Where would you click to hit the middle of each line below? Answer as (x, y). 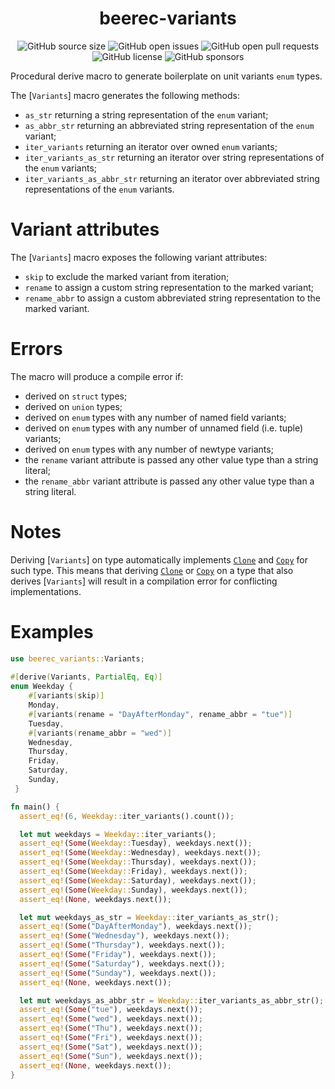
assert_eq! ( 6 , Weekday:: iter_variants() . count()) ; (127, 816)
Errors (36, 349)
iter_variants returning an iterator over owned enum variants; (151, 146)
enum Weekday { (42, 687)
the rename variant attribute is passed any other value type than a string (171, 459)
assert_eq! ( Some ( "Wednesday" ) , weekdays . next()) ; (124, 936)
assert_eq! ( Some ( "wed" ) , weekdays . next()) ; (111, 1019)
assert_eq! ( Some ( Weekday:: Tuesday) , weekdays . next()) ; (136, 843)
